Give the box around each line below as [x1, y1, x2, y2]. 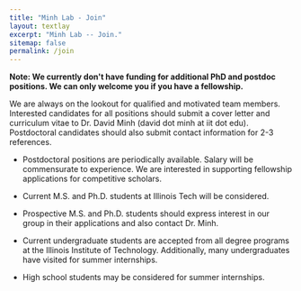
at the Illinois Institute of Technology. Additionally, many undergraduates [22, 245, 290, 256]
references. [9, 137, 52, 148]
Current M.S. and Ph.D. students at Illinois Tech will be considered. [22, 191, 270, 202]
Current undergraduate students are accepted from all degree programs [22, 235, 290, 246]
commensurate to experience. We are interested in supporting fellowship [22, 164, 293, 175]
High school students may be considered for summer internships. [22, 272, 265, 283]
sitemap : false [9, 38, 66, 48]
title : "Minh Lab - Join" [9, 13, 106, 23]
